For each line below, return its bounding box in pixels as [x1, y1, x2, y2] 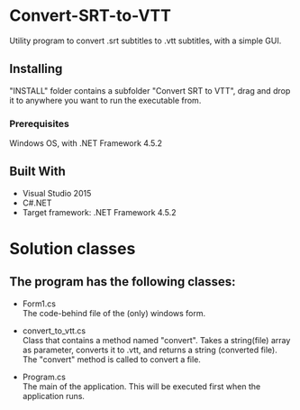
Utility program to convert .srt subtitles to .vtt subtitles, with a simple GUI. [9, 35, 282, 46]
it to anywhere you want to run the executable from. [9, 95, 202, 105]
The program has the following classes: [9, 274, 236, 289]
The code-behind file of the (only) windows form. [22, 307, 206, 318]
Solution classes [9, 239, 136, 260]
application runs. [22, 390, 86, 401]
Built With [9, 164, 66, 179]
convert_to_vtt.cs [22, 325, 86, 336]
